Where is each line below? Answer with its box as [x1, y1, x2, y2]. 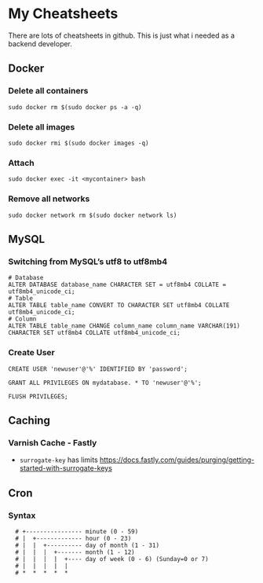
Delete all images [8, 121, 75, 132]
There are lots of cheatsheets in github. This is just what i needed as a [8, 31, 236, 40]
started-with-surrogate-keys [19, 464, 112, 473]
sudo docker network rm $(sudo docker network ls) [8, 211, 177, 219]
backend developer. [8, 38, 73, 48]
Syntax [8, 510, 36, 521]
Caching [8, 413, 51, 427]
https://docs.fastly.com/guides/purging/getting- [99, 455, 255, 464]
